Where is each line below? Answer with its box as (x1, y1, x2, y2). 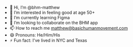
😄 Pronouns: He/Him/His (9, 32, 61, 38)
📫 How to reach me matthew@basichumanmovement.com (9, 25, 128, 31)
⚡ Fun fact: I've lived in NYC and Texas (9, 37, 87, 43)
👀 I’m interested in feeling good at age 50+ (9, 10, 95, 15)
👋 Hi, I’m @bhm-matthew (9, 5, 60, 10)
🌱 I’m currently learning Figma (9, 15, 70, 20)
